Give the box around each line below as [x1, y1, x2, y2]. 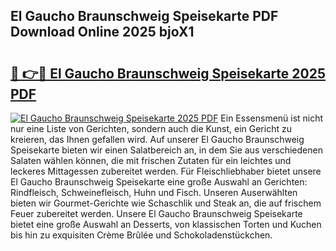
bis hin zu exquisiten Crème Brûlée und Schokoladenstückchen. [10, 229, 273, 241]
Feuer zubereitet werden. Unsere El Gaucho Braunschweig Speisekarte [10, 208, 303, 219]
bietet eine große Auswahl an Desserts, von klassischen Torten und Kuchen [10, 219, 322, 230]
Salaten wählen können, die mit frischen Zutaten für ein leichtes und [10, 155, 292, 166]
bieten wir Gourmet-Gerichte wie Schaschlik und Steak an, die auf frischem [10, 197, 322, 209]
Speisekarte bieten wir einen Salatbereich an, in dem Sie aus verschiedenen [10, 144, 323, 156]
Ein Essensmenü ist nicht [220, 112, 324, 124]
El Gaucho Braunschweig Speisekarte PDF [10, 8, 279, 25]
